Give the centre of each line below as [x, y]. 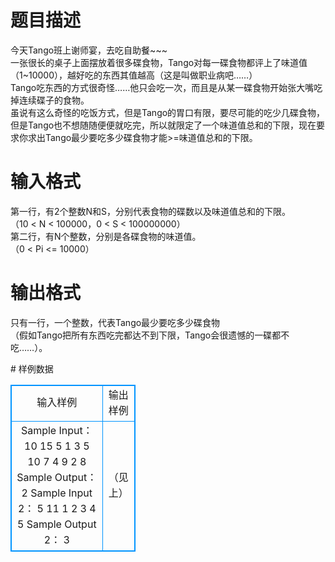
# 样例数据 [32, 368]
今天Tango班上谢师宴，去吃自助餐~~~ [89, 50]
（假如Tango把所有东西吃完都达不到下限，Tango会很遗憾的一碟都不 [150, 335]
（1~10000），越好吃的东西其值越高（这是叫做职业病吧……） [134, 75]
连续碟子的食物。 [54, 100]
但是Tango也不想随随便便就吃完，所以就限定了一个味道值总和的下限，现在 [163, 125]
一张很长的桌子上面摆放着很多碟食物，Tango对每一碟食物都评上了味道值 [159, 62]
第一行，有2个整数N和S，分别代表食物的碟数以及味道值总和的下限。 [151, 211]
